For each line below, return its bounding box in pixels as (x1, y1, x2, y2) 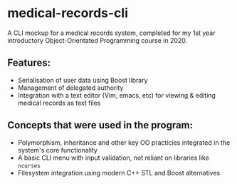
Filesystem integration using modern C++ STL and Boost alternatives (17, 168, 221, 177)
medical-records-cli (7, 5, 129, 21)
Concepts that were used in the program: (7, 119, 194, 131)
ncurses (17, 162, 41, 169)
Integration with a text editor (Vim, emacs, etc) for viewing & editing (17, 91, 216, 99)
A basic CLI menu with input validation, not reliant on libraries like (17, 153, 210, 162)
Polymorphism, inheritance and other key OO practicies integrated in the (17, 138, 231, 147)
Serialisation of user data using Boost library (17, 76, 148, 84)
